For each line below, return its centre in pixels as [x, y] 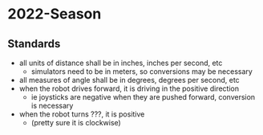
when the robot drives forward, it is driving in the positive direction [129, 88]
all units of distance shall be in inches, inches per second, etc [121, 63]
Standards [34, 44]
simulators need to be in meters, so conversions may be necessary [142, 72]
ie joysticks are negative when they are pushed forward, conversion [143, 97]
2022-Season [55, 14]
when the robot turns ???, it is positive [82, 114]
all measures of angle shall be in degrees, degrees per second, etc [129, 80]
